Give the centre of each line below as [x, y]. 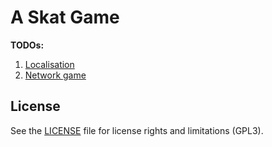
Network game [55, 75]
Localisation [49, 64]
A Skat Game [65, 17]
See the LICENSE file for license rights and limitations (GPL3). [137, 130]
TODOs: [27, 45]
